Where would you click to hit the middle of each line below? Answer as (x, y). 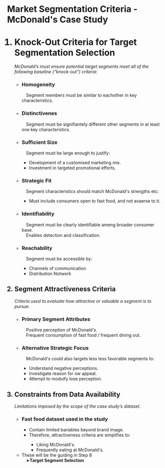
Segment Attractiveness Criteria (65, 289)
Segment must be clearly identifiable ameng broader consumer (90, 225)
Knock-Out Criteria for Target (76, 42)
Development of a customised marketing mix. (75, 163)
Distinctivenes (39, 113)
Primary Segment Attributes (56, 319)
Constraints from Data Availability (67, 394)
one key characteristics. (46, 129)
